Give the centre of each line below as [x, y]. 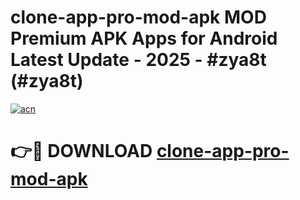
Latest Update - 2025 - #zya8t [138, 60]
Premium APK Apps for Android [144, 38]
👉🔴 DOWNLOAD [81, 151]
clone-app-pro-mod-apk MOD [138, 17]
